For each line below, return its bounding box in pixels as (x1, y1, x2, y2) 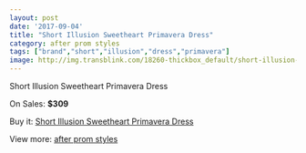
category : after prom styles (9, 38, 120, 48)
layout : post (9, 13, 59, 23)
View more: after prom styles (9, 134, 118, 144)
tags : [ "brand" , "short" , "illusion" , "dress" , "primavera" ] (9, 47, 230, 56)
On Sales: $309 (9, 98, 69, 109)
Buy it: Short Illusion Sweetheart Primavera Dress (9, 116, 194, 127)
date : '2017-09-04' (9, 22, 84, 31)
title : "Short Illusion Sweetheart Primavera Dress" (9, 30, 214, 39)
